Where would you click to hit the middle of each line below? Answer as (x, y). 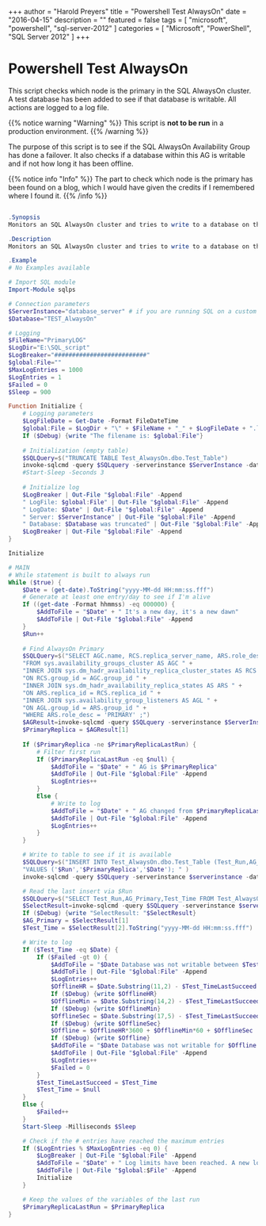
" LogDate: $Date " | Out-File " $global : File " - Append (113, 510)
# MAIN (19, 567)
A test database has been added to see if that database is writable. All (122, 99)
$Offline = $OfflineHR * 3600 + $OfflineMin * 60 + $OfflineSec (152, 1031)
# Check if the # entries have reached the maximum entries (123, 1141)
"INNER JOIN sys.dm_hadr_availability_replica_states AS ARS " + (133, 685)
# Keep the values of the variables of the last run (111, 1199)
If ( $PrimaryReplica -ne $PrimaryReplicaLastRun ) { (109, 745)
